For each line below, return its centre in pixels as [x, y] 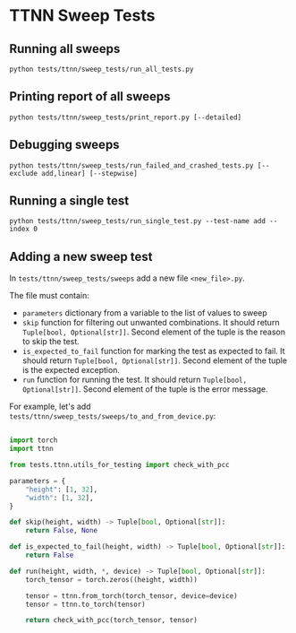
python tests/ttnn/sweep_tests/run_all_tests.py [101, 69]
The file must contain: [49, 296]
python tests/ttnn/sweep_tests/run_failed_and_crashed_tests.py [131, 165]
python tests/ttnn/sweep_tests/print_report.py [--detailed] [126, 117]
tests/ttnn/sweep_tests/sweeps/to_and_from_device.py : [113, 416]
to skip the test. [51, 342]
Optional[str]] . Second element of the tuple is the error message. [145, 389]
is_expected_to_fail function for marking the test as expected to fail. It [153, 351]
